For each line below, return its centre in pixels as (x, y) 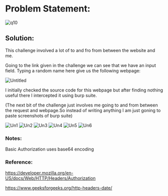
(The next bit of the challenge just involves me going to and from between (81, 105)
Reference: (19, 162)
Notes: (14, 138)
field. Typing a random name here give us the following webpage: (73, 70)
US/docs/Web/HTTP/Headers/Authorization (51, 178)
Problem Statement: (48, 9)
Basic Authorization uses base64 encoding (50, 149)
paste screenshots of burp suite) (39, 115)
